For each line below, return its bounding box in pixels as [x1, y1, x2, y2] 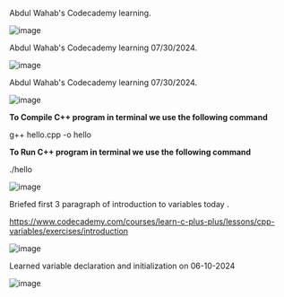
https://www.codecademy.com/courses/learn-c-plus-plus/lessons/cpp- [9, 216, 275, 227]
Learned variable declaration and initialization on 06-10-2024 [9, 260, 236, 271]
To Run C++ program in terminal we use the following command [9, 147, 252, 157]
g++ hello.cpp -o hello [9, 129, 92, 140]
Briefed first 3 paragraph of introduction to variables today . [9, 199, 230, 209]
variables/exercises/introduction [9, 226, 128, 236]
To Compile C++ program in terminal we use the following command [9, 112, 269, 122]
